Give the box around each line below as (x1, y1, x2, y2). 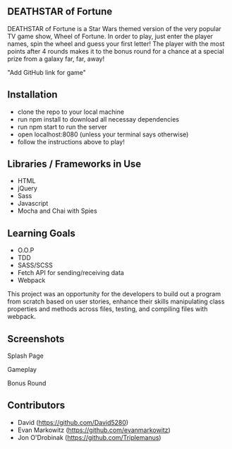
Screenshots (7, 332, 65, 345)
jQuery (17, 184, 37, 193)
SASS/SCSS (17, 261, 53, 269)
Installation (7, 88, 58, 101)
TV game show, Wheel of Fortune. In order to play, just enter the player (7, 32, 214, 40)
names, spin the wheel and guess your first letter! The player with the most (7, 39, 225, 48)
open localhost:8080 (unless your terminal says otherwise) (17, 130, 189, 139)
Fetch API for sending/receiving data (17, 269, 125, 277)
